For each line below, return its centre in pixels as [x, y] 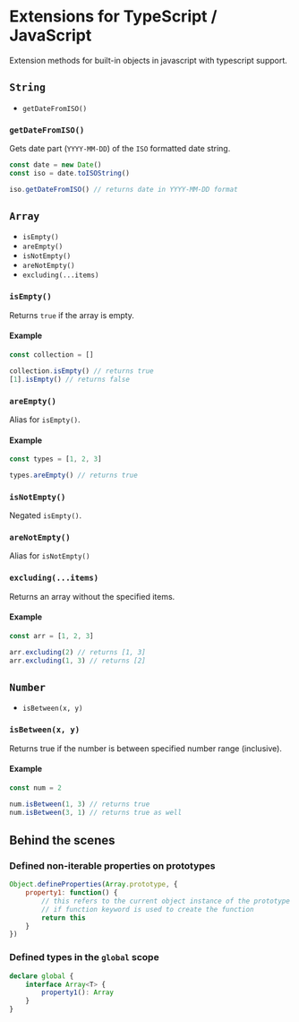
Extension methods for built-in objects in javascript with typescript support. [149, 60]
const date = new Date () [56, 165]
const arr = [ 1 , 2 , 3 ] [51, 636]
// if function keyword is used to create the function [148, 909]
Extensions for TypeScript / [113, 17]
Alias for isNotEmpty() [50, 556]
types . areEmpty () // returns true [74, 475]
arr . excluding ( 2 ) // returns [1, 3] [77, 652]
